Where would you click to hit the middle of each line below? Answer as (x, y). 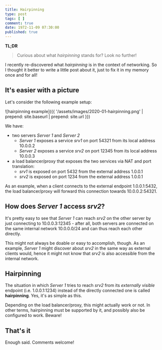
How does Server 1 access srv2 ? (55, 207)
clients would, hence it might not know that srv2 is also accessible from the (80, 253)
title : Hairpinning (25, 9)
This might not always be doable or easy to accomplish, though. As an (75, 243)
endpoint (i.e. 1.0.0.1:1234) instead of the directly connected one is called (78, 291)
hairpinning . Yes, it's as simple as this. (44, 296)
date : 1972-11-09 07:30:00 (32, 28)
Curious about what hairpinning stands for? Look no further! (77, 55)
